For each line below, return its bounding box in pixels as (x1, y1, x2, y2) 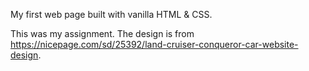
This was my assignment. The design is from (10, 28, 195, 39)
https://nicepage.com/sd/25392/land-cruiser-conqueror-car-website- (10, 39, 299, 50)
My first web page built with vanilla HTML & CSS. (10, 9, 213, 20)
